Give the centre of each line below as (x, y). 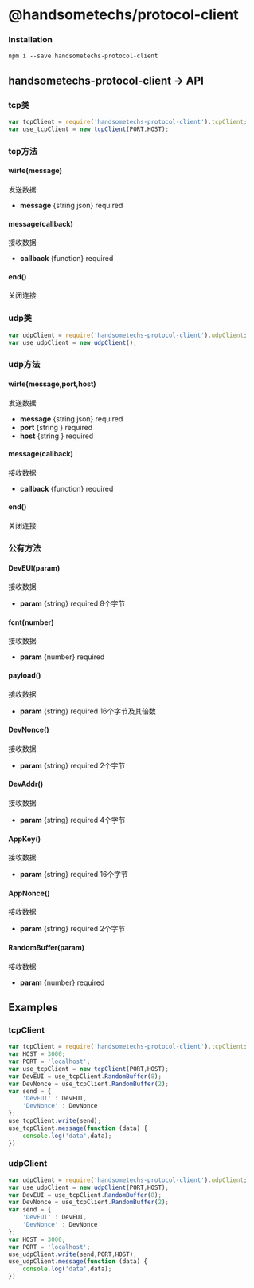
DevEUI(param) (34, 567)
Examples (33, 1007)
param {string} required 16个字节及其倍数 (88, 711)
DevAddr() (26, 784)
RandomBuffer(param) (47, 947)
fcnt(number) (31, 622)
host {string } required (57, 436)
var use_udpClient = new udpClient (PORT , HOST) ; (89, 1187)
